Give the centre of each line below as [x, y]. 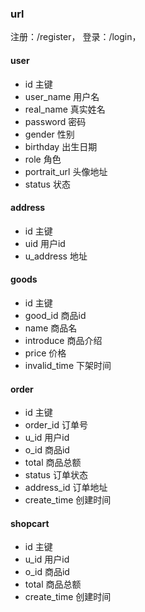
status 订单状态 [56, 475]
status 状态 [47, 184]
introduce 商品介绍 [63, 340]
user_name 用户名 [62, 96]
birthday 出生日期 [61, 146]
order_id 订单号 [56, 425]
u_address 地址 [56, 256]
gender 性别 [49, 134]
